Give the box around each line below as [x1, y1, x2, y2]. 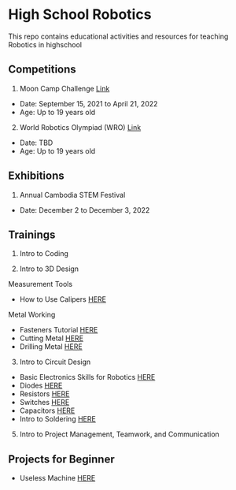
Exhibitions [8, 169, 65, 183]
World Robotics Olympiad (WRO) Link [19, 122, 142, 132]
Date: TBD [19, 138, 53, 147]
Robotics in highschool [8, 39, 83, 49]
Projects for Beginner [8, 452, 116, 466]
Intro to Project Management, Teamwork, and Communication [19, 429, 220, 439]
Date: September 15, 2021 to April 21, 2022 [19, 98, 158, 108]
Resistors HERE [19, 389, 70, 399]
